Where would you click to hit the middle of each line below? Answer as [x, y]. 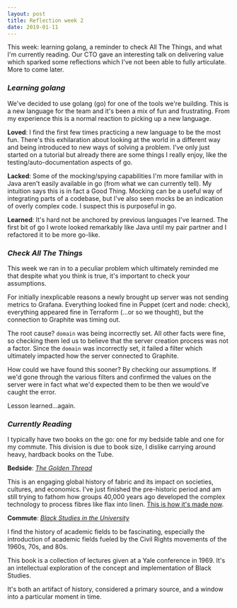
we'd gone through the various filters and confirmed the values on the [109, 377]
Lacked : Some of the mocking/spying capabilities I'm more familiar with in [115, 176]
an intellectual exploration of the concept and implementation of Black [110, 568]
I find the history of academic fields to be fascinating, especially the [106, 532]
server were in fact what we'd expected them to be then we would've [108, 384]
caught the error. [32, 392]
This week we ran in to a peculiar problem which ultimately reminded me [113, 268]
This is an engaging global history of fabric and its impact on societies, [110, 482]
